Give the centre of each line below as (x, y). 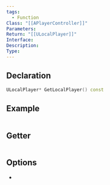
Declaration (29, 76)
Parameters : (21, 29)
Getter (19, 136)
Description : (23, 46)
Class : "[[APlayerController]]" (47, 23)
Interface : (20, 40)
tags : (13, 12)
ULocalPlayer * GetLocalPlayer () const (55, 89)
